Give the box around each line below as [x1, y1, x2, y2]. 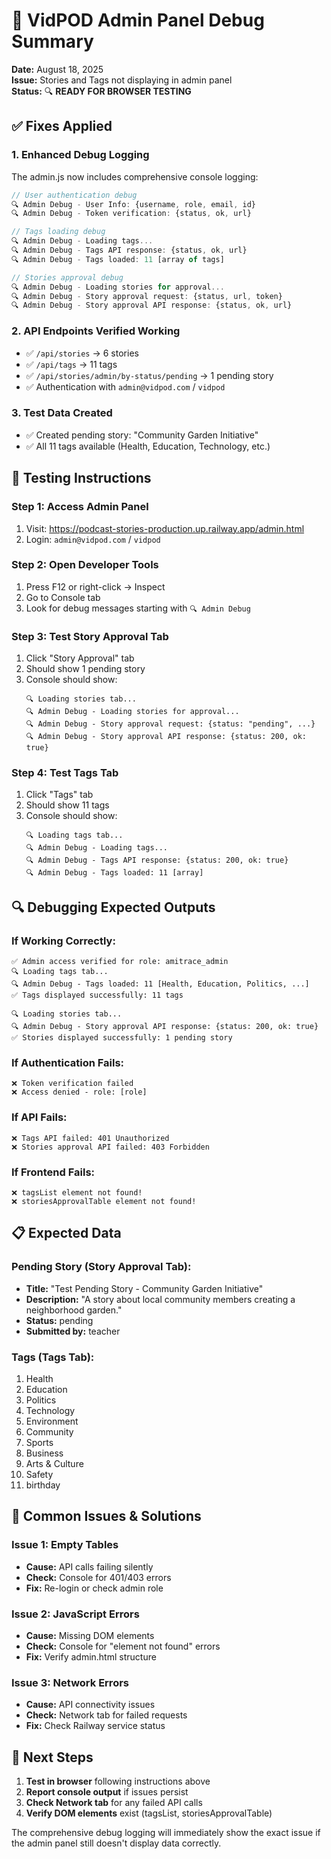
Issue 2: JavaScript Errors [11, 1607, 140, 1621]
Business [25, 1447, 64, 1459]
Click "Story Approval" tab [25, 652, 135, 664]
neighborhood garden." [25, 1304, 123, 1316]
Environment [25, 1415, 79, 1427]
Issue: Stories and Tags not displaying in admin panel [11, 74, 233, 86]
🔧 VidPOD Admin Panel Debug [11, 9, 265, 32]
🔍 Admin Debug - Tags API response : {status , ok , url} [11, 245, 248, 255]
